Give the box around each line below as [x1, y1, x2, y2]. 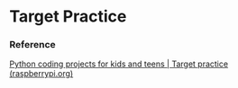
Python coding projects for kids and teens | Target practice [9, 58, 228, 69]
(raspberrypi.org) [9, 68, 74, 79]
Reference [9, 39, 56, 51]
